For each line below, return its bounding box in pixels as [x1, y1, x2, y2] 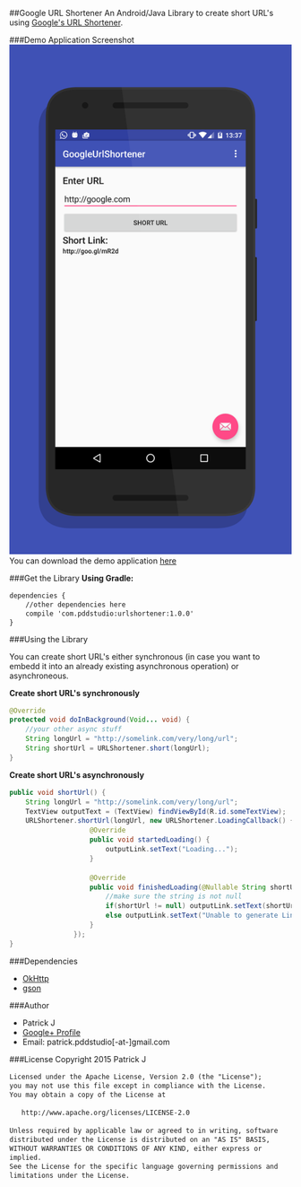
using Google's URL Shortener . [9, 17, 124, 28]
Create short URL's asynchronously [9, 769, 145, 780]
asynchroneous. [9, 670, 69, 681]
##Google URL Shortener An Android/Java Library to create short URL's [9, 8, 274, 18]
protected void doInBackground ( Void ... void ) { [9, 715, 191, 725]
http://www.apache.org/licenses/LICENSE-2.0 [21, 1108, 191, 1117]
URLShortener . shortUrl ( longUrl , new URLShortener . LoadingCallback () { [25, 816, 295, 825]
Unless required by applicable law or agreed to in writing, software [9, 1126, 279, 1135]
